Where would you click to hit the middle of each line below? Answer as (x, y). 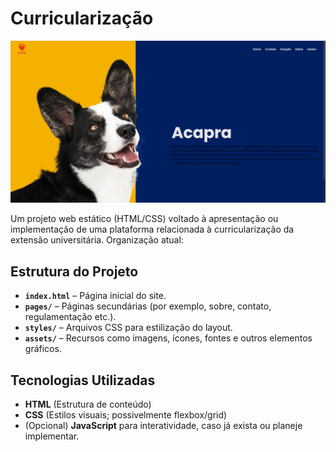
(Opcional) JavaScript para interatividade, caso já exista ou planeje (163, 425)
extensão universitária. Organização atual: (97, 240)
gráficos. (43, 349)
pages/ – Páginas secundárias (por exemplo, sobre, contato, (148, 306)
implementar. (52, 436)
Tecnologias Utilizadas (83, 380)
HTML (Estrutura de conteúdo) (88, 404)
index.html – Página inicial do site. (95, 296)
